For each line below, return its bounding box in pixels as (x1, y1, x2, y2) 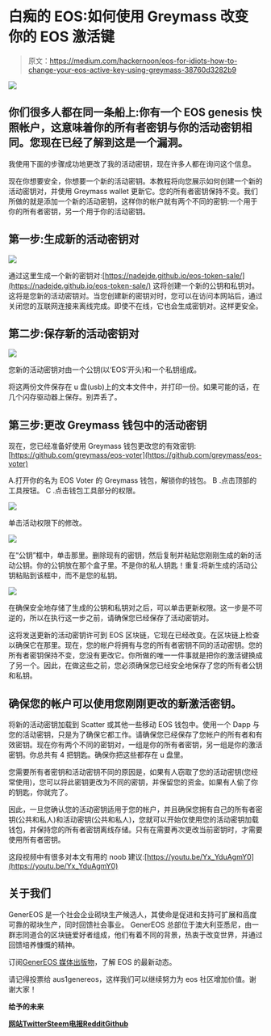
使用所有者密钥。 (8, 835, 65, 844)
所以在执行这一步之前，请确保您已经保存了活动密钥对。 (29, 613, 214, 623)
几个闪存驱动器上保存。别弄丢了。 (8, 392, 122, 402)
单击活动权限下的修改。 (8, 518, 86, 528)
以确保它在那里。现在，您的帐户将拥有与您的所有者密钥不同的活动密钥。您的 (8, 641, 263, 650)
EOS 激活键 (40, 27, 115, 46)
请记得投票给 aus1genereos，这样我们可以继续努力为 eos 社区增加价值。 (8, 974, 250, 983)
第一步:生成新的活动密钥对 (8, 232, 140, 247)
